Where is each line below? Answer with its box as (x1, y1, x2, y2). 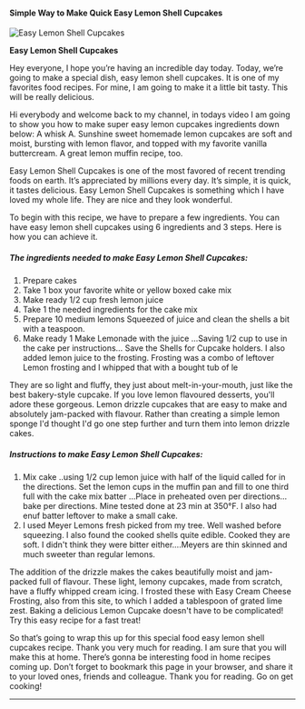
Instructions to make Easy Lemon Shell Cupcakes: (9, 448, 203, 459)
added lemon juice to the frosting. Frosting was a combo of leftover (22, 353, 275, 364)
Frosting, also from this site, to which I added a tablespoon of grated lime (9, 595, 283, 606)
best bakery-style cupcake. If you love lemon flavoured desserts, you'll (9, 389, 275, 400)
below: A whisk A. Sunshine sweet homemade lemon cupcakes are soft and (9, 128, 293, 140)
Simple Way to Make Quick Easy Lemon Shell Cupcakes (9, 7, 223, 18)
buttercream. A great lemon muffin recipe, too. (9, 148, 183, 159)
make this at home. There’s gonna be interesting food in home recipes (9, 652, 271, 663)
